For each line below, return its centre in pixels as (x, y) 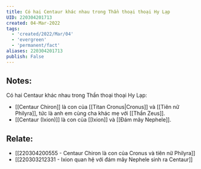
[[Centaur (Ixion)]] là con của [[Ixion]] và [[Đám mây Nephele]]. (93, 120)
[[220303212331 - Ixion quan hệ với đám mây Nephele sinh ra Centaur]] (104, 159)
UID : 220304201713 (29, 17)
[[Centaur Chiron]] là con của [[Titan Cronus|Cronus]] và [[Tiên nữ (97, 107)
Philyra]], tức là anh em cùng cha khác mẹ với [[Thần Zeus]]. (90, 113)
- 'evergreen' (29, 40)
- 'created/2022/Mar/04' (43, 34)
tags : (13, 29)
